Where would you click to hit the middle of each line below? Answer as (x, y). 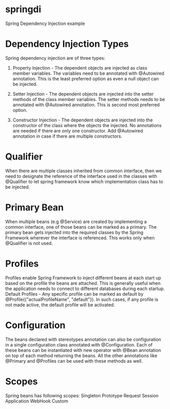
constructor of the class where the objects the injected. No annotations (87, 125)
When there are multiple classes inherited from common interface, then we (83, 171)
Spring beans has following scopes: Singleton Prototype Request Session (82, 395)
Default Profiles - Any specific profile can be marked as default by (74, 294)
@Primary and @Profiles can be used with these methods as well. (74, 361)
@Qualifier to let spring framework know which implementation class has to (84, 181)
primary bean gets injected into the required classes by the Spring (74, 232)
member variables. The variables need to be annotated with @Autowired (88, 73)
